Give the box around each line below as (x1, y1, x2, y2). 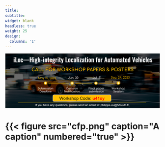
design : (5, 34, 21, 39)
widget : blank (5, 18, 34, 23)
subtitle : (5, 13, 26, 18)
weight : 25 (5, 29, 27, 34)
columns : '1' (9, 39, 36, 44)
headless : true (5, 24, 36, 29)
